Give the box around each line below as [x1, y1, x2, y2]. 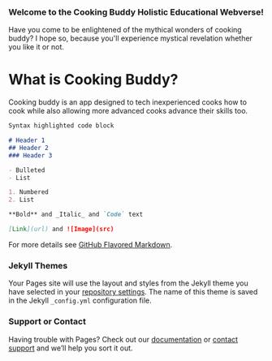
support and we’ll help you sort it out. [8, 343, 133, 353]
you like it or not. [8, 42, 65, 52]
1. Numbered [8, 188, 49, 196]
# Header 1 [8, 136, 45, 144]
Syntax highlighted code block [8, 122, 114, 130]
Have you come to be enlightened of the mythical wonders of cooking [8, 25, 242, 35]
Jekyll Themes [8, 260, 68, 271]
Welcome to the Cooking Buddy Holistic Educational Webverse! [8, 6, 264, 18]
